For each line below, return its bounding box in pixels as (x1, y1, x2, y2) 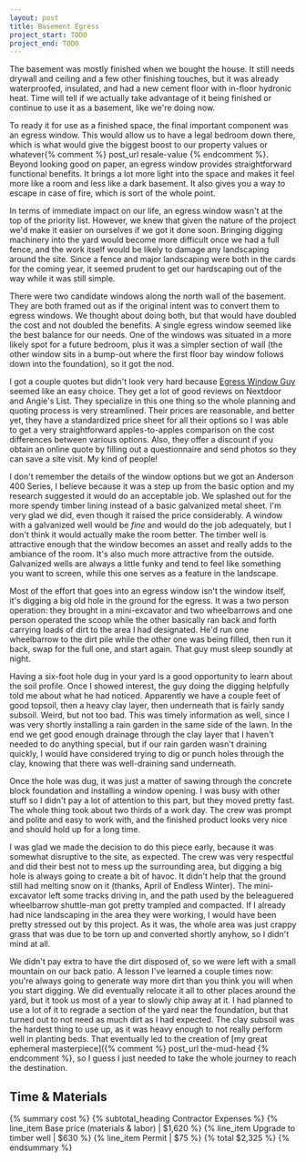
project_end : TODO (9, 38, 79, 48)
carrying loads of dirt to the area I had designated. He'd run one (9, 625, 250, 636)
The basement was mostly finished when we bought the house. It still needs (9, 64, 295, 75)
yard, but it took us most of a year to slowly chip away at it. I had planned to (9, 994, 293, 1006)
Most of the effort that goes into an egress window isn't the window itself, (9, 586, 286, 596)
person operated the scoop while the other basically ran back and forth (9, 615, 277, 626)
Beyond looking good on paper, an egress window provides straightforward (9, 158, 293, 169)
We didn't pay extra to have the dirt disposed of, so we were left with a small (9, 956, 296, 967)
